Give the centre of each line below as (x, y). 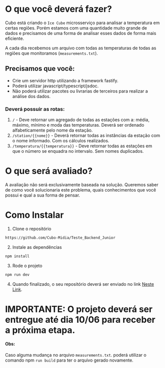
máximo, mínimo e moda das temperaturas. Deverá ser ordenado (78, 125)
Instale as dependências (37, 247)
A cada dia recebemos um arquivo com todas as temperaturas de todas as (81, 48)
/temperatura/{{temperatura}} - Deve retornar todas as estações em (82, 146)
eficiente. (15, 38)
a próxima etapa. (40, 330)
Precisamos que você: (40, 69)
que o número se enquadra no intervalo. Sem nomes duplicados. (78, 151)
